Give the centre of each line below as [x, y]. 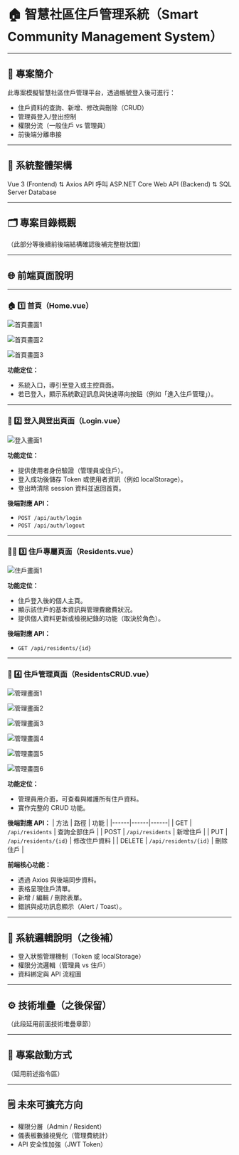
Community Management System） [115, 37]
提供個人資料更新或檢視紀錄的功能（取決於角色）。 [91, 619]
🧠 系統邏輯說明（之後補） [63, 938]
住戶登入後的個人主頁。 [52, 601]
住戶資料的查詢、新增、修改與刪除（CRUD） [83, 107]
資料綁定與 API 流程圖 [49, 974]
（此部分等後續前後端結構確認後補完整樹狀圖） [76, 244]
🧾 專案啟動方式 [40, 1055]
